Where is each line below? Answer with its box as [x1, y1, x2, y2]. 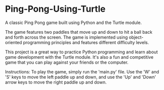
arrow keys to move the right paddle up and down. [5, 79, 107, 85]
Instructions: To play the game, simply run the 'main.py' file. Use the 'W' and [5, 68, 159, 74]
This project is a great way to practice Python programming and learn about [5, 49, 158, 55]
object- [129, 34, 143, 40]
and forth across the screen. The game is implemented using [5, 34, 128, 40]
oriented [5, 39, 22, 45]
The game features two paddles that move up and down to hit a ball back [5, 29, 153, 35]
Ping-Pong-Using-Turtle [5, 3, 106, 15]
